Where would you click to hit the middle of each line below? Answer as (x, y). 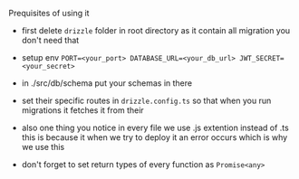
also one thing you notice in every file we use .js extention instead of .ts (155, 127)
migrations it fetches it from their (82, 110)
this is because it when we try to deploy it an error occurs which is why (154, 137)
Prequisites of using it (49, 13)
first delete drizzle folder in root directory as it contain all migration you (156, 30)
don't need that (50, 40)
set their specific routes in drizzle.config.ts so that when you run (146, 100)
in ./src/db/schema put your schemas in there (106, 83)
